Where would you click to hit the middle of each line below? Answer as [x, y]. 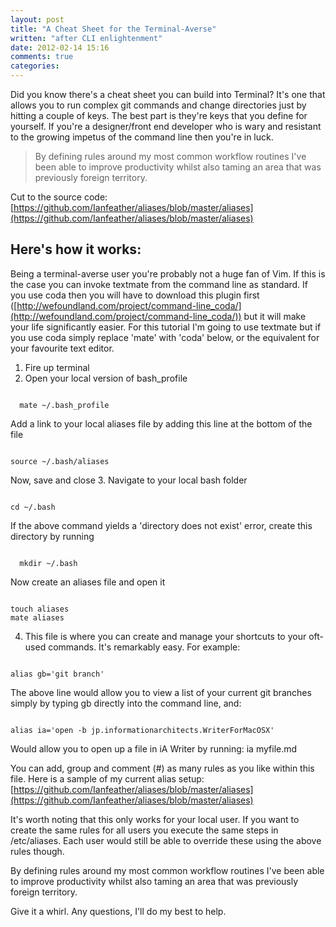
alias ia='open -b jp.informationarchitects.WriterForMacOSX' [142, 730]
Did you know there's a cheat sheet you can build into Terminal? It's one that [168, 94]
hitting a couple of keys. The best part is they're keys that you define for [159, 115]
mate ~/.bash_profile [64, 405]
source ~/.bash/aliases [60, 461]
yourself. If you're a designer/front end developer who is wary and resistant [166, 126]
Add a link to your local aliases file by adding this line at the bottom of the [161, 423]
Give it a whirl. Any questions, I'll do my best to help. [118, 911]
